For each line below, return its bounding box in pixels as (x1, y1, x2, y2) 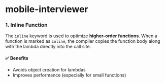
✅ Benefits (5, 55, 29, 61)
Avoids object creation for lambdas (12, 66, 86, 72)
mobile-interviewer (5, 4, 89, 15)
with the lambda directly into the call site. (5, 44, 91, 50)
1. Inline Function (5, 22, 48, 29)
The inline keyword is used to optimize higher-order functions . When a (5, 33, 157, 39)
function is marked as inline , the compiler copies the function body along (5, 38, 161, 44)
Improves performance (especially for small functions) (12, 72, 126, 78)
